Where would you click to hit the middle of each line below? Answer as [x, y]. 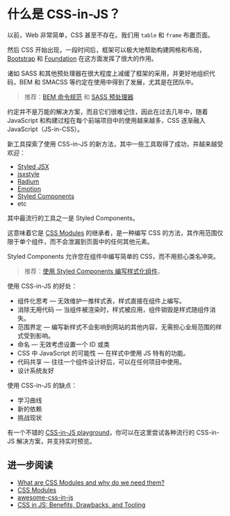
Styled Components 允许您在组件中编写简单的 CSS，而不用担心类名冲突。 [114, 256]
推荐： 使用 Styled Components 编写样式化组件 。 [94, 271]
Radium [28, 181]
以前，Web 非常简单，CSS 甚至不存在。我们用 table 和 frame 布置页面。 [110, 35]
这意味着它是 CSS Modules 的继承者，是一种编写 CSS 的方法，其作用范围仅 [115, 233]
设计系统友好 [35, 370]
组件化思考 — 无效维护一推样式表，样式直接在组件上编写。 [101, 301]
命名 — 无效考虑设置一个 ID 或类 [63, 344]
